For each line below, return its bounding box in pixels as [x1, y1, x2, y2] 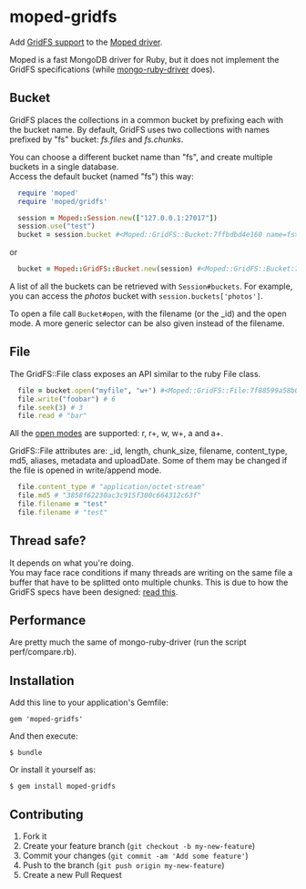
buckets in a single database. [9, 161, 119, 172]
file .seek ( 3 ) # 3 [17, 403, 84, 412]
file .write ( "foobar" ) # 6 [17, 394, 117, 404]
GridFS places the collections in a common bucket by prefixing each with [9, 114, 284, 125]
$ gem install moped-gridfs [9, 782, 117, 792]
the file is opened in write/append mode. [9, 465, 162, 475]
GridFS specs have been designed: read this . [9, 586, 178, 598]
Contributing [9, 806, 84, 822]
